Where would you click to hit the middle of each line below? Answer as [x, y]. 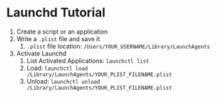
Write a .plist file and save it [58, 38]
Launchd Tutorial [56, 13]
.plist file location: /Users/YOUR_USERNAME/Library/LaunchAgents [118, 46]
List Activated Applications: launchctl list [88, 60]
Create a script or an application [62, 32]
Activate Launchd [41, 53]
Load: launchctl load [57, 68]
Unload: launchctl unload [63, 81]
